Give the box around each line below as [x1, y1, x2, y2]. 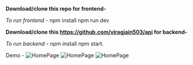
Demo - [5, 52, 25, 59]
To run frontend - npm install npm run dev [5, 17, 109, 23]
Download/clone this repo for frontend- [5, 5, 106, 12]
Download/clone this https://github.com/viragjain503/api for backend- [5, 28, 188, 36]
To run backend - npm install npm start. [5, 40, 104, 47]
